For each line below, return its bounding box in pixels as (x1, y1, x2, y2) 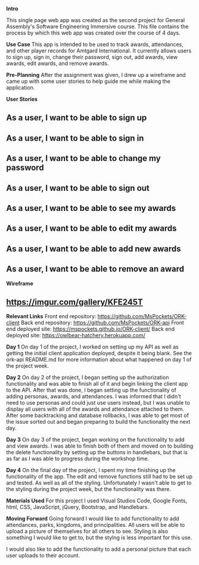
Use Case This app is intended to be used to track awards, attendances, (6, 41, 184, 48)
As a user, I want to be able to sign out (6, 183, 150, 193)
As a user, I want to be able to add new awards (6, 244, 181, 254)
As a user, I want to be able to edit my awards (6, 223, 177, 234)
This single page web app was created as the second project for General (6, 17, 185, 23)
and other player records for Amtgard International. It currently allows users (6, 47, 192, 54)
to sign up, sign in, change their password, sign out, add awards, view (6, 54, 178, 60)
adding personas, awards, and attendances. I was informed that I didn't (6, 393, 181, 400)
